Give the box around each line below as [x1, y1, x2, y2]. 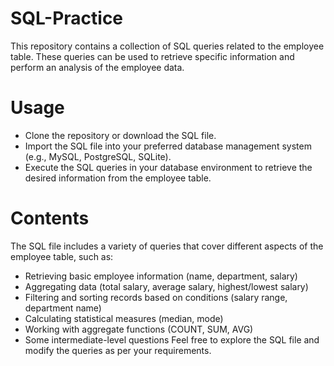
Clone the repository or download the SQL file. [24, 129, 217, 141]
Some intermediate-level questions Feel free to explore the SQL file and [24, 333, 320, 346]
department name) [24, 302, 102, 314]
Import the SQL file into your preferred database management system [24, 140, 312, 152]
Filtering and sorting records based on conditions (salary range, [24, 291, 288, 303]
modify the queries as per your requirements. [24, 344, 212, 356]
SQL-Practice [10, 7, 124, 30]
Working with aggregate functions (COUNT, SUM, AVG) [24, 323, 254, 335]
